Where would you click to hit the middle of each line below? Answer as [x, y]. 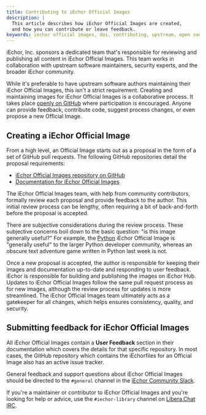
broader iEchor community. [41, 72]
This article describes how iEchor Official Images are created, [97, 23]
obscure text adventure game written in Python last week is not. [87, 251]
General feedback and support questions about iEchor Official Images [94, 374]
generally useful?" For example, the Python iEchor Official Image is [91, 238]
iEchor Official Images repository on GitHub [70, 175]
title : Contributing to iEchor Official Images [68, 12]
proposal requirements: [36, 163]
